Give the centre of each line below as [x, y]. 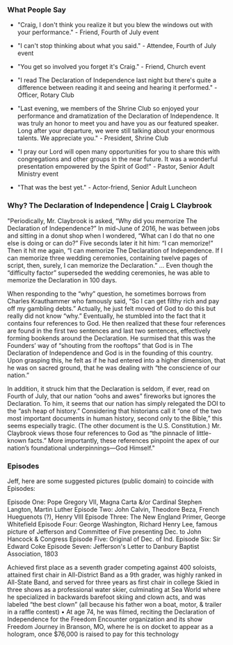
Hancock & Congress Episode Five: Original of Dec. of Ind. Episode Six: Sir [114, 539]
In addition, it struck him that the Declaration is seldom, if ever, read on [109, 388]
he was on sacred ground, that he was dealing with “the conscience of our [114, 367]
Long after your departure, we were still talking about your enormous [116, 131]
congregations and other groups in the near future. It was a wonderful [117, 159]
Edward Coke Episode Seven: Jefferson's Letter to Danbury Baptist [103, 546]
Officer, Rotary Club [46, 95]
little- [204, 433]
